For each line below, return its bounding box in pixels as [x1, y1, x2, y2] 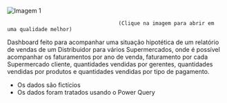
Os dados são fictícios [17, 81, 81, 89]
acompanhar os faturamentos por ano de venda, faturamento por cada [7, 53, 208, 61]
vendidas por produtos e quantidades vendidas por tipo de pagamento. [7, 68, 210, 75]
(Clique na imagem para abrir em [118, 20, 215, 27]
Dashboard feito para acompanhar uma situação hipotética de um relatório [7, 38, 219, 46]
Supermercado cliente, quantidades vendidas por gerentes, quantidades [7, 60, 213, 68]
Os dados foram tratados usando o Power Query [17, 88, 155, 96]
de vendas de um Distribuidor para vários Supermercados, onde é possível [7, 46, 221, 53]
